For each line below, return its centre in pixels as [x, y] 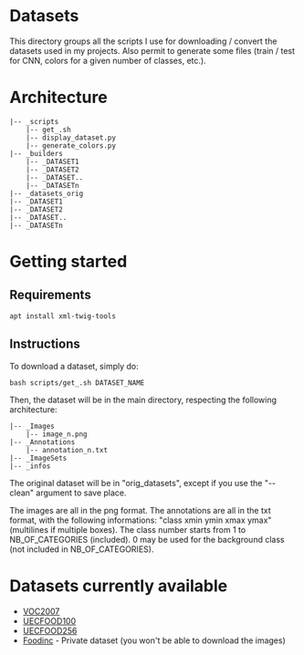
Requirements [50, 295]
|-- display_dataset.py [71, 138]
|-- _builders [37, 153]
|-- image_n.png [57, 434]
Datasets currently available [119, 586]
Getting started [68, 262]
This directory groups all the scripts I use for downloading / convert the [143, 41]
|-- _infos [30, 466]
